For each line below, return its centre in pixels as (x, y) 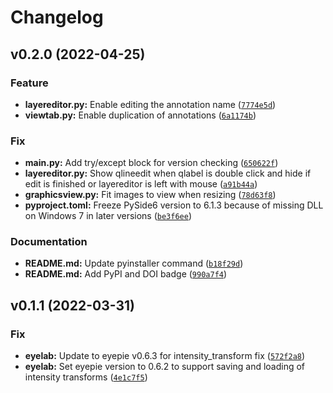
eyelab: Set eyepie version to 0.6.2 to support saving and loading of (165, 367)
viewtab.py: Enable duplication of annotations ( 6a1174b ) (140, 115)
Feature (29, 83)
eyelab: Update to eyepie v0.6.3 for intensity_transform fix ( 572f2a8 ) (165, 356)
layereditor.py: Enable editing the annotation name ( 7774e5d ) (150, 104)
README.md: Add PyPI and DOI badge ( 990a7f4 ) (126, 274)
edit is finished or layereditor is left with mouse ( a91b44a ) (141, 184)
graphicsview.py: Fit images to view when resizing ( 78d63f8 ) (150, 195)
